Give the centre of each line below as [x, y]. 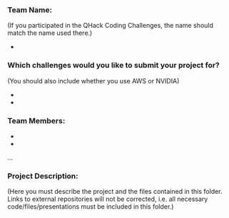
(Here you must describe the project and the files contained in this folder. [115, 192]
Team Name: [30, 10]
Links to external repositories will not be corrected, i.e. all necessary [108, 199]
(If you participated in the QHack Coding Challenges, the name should [111, 26]
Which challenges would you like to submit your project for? [113, 66]
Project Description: [43, 176]
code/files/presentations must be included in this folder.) [91, 207]
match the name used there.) [50, 33]
